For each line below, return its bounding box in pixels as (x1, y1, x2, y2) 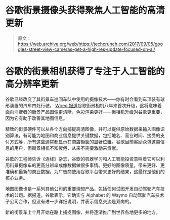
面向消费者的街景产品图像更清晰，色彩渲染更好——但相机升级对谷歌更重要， (5, 109, 165, 115)
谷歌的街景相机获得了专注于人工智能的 (5, 66, 165, 77)
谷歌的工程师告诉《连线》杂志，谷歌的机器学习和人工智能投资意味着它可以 (5, 155, 160, 162)
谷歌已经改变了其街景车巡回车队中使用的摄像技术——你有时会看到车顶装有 (5, 96, 160, 102)
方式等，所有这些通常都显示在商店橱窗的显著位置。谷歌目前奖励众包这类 (9, 138, 160, 145)
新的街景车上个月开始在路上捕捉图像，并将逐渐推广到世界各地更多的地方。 (5, 209, 160, 215)
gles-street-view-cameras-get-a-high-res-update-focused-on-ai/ (17, 46, 155, 52)
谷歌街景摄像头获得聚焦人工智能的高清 (5, 5, 165, 16)
